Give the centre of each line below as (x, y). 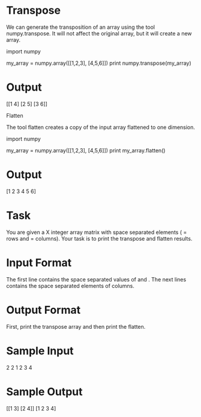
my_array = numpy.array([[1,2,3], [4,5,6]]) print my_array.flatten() (86, 150)
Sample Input (40, 351)
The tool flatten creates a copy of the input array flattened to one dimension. (101, 127)
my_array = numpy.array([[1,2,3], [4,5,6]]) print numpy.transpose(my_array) (99, 63)
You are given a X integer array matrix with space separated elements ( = (97, 232)
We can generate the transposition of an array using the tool (80, 27)
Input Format (39, 262)
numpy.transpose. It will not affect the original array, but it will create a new (99, 33)
